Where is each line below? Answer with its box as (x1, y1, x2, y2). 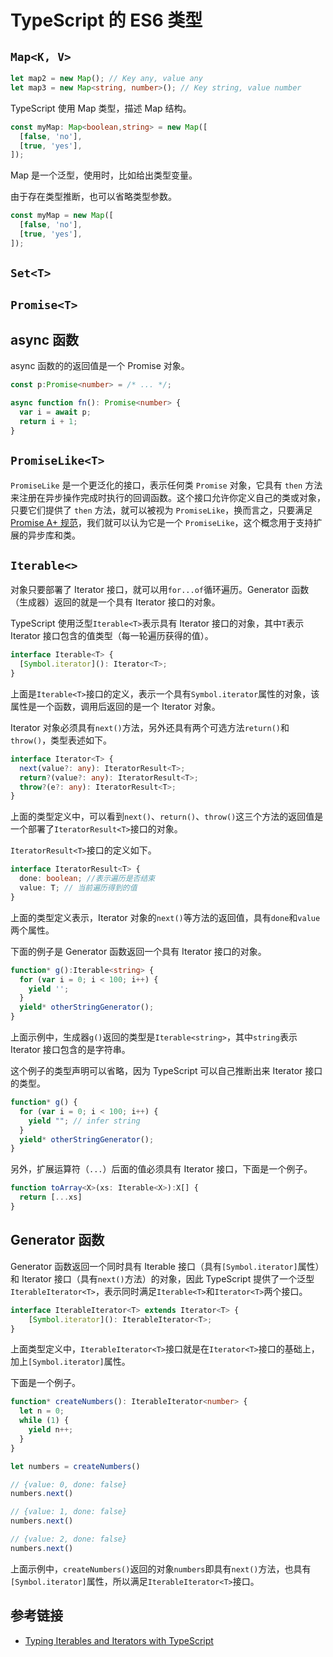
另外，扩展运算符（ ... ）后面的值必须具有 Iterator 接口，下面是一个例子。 (10, 1163, 313, 1175)
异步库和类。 (27, 529, 81, 541)
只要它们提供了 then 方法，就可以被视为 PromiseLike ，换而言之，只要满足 (10, 504, 313, 516)
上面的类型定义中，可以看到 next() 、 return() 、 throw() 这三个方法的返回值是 (10, 811, 324, 823)
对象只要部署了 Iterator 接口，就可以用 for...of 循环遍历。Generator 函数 (10, 584, 310, 596)
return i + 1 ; (19, 416, 78, 426)
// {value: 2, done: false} (10, 1534, 128, 1545)
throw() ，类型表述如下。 (10, 734, 113, 746)
